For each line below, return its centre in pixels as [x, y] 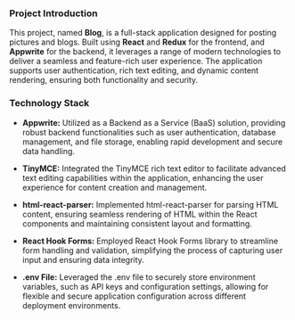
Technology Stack [49, 103]
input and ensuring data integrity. [83, 259]
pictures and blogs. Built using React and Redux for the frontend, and [137, 42]
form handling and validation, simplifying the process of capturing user [152, 250]
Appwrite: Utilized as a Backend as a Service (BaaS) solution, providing [154, 122]
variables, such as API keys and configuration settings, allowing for [145, 286]
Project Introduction [53, 13]
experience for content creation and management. [115, 187]
